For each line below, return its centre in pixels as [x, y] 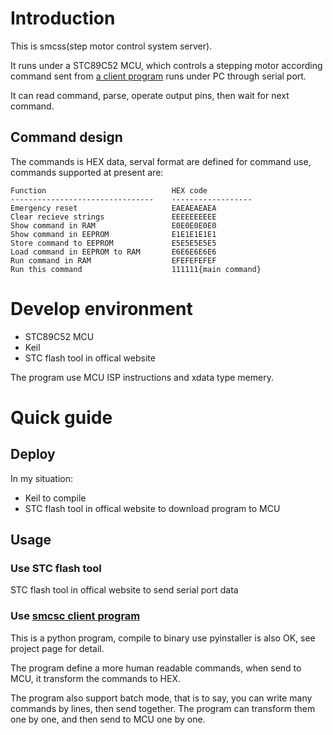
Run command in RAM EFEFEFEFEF [113, 260]
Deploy [33, 454]
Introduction [63, 18]
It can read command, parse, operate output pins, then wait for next [150, 95]
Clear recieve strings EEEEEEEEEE [113, 217]
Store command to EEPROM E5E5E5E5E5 [113, 243]
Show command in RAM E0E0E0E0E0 [113, 225]
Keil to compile [55, 498]
